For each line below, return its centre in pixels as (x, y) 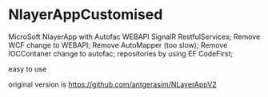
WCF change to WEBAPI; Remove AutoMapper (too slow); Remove (118, 45)
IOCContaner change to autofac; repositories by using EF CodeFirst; (121, 53)
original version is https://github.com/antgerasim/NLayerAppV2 (113, 84)
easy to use (27, 68)
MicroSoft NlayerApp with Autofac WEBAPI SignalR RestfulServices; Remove (134, 37)
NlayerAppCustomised (86, 15)
